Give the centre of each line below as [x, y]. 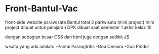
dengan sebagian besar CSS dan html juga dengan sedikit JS [67, 37]
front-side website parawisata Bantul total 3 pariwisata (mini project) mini [80, 22]
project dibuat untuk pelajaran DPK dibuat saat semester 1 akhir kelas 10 [78, 27]
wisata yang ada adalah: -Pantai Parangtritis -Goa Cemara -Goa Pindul [77, 46]
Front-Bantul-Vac [41, 9]
